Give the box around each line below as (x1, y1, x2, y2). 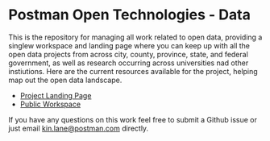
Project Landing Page (19, 90, 92, 100)
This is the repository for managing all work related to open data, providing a (8, 32, 263, 42)
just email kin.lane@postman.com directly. (8, 123, 149, 133)
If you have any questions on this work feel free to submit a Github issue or (8, 114, 258, 124)
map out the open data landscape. (8, 75, 123, 85)
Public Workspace (19, 99, 81, 109)
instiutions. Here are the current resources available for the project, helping (8, 66, 258, 76)
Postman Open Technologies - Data (8, 6, 251, 24)
